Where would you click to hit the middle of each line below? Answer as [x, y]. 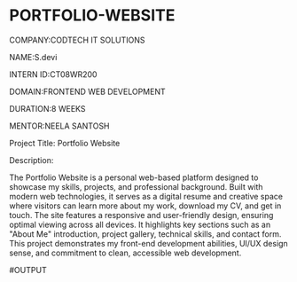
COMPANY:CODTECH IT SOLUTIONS [77, 40]
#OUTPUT [28, 270]
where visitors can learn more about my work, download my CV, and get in [145, 206]
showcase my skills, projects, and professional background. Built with [136, 186]
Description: [31, 160]
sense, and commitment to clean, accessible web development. [125, 253]
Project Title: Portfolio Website [65, 143]
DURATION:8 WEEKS [47, 108]
